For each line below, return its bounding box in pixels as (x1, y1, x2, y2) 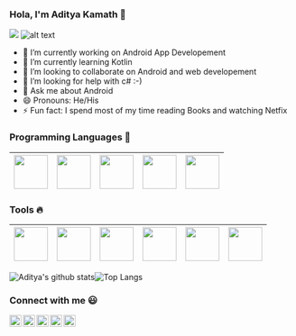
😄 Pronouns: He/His (22, 95, 99, 106)
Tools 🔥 (9, 203, 43, 215)
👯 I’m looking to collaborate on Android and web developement (22, 67, 257, 77)
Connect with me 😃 (9, 294, 97, 306)
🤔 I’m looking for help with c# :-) (22, 76, 143, 86)
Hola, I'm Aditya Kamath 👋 (9, 8, 126, 21)
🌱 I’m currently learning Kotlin (22, 57, 133, 68)
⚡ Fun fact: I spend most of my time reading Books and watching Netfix (22, 105, 288, 116)
